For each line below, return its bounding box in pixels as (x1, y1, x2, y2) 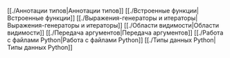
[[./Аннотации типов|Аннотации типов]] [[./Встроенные (7, 7, 170, 14)
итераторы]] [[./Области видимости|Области (86, 21, 220, 29)
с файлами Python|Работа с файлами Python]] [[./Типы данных (7, 36, 193, 44)
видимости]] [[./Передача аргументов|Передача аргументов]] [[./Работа (7, 28, 224, 37)
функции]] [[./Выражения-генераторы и (44, 14, 163, 22)
